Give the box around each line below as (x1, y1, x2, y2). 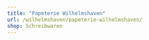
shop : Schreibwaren (7, 22, 63, 29)
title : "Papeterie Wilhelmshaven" (7, 9, 106, 17)
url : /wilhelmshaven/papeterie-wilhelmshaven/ (7, 16, 143, 23)
